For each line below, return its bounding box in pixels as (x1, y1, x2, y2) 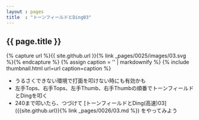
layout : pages (6, 8, 44, 15)
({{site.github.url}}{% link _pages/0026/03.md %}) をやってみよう (14, 107, 177, 114)
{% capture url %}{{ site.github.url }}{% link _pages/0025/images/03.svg (6, 52, 186, 60)
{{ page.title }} (6, 36, 62, 47)
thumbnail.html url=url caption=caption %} (6, 65, 112, 72)
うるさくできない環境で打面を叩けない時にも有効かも (14, 77, 146, 84)
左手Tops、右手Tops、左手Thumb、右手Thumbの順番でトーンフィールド (14, 85, 194, 92)
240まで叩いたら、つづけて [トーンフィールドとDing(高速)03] (14, 100, 167, 107)
